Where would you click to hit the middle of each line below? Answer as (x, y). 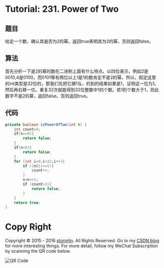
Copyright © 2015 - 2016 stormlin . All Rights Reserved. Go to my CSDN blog (82, 241)
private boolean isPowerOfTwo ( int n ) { (46, 124)
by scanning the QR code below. (38, 251)
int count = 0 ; (27, 129)
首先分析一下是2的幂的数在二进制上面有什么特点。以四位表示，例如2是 (77, 71)
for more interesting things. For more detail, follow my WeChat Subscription (82, 246)
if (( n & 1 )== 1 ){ (38, 166)
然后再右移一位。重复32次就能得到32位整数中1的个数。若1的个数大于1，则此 (82, 89)
